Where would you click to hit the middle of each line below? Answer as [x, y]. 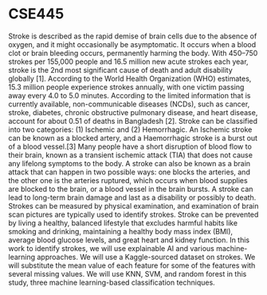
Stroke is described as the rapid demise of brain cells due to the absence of [133, 36]
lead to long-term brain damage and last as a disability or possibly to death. [132, 197]
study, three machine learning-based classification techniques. [112, 282]
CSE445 [36, 14]
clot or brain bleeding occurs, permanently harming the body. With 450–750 [133, 53]
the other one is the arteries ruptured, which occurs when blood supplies [128, 180]
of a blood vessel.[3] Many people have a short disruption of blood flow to [130, 146]
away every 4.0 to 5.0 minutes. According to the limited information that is [130, 95]
